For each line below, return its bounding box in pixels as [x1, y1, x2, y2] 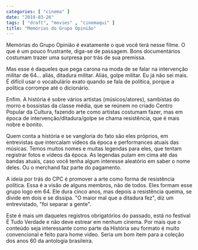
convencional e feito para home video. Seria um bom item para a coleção [6, 231, 184, 238]
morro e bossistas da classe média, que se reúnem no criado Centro [6, 102, 173, 110]
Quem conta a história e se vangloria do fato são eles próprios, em [6, 133, 168, 140]
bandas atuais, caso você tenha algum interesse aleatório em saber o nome [6, 158, 190, 165]
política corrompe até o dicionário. [6, 84, 90, 92]
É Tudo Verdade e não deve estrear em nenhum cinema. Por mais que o [6, 219, 181, 226]
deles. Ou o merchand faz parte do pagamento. [6, 164, 122, 171]
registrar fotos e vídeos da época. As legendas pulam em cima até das [6, 152, 178, 159]
